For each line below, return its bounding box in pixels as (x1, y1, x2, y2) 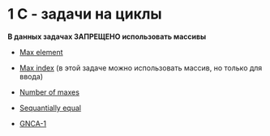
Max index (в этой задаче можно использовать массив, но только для (19, 62, 263, 73)
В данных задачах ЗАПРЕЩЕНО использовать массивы (7, 32, 207, 41)
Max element (19, 47, 63, 57)
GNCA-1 (19, 118, 47, 128)
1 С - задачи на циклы (7, 5, 163, 23)
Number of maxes (19, 87, 80, 97)
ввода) (19, 71, 44, 81)
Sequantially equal (19, 103, 82, 113)
